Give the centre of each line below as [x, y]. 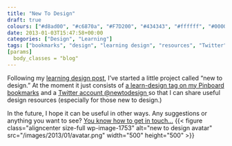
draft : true [24, 20]
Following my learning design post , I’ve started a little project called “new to [115, 78]
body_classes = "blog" [46, 59]
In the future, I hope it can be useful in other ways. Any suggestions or [107, 113]
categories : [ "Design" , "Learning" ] [60, 39]
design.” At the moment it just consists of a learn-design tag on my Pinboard [116, 85]
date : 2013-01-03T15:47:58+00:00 [55, 33]
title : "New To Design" [41, 13]
